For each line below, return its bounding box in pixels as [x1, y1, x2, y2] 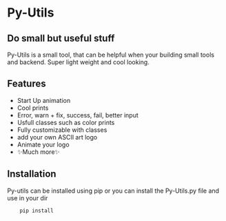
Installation [7, 168, 56, 180]
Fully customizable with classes [17, 126, 107, 134]
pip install [19, 207, 54, 214]
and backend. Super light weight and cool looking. [7, 58, 150, 66]
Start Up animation [17, 96, 71, 104]
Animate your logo [17, 140, 70, 148]
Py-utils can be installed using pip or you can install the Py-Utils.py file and [7, 186, 219, 195]
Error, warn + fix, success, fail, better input [17, 110, 139, 119]
